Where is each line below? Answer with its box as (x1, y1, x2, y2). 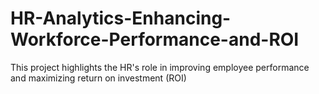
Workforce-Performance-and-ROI (10, 28, 300, 51)
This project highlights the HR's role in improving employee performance (10, 61, 310, 73)
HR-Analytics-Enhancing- (10, 7, 232, 30)
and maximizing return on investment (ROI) (10, 72, 187, 84)
